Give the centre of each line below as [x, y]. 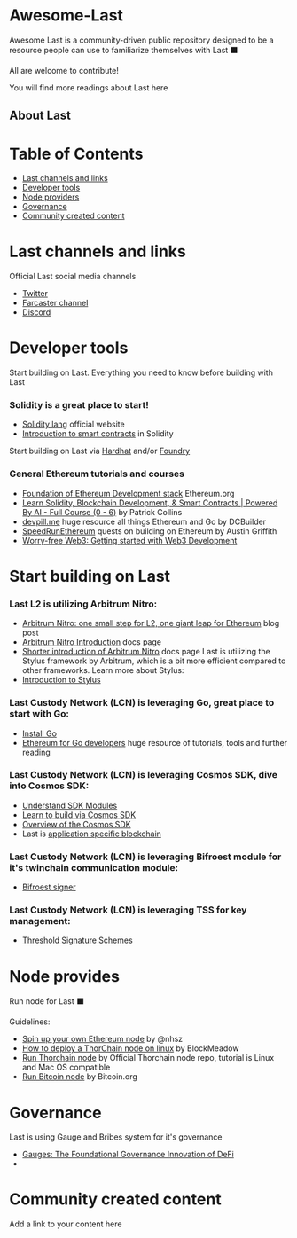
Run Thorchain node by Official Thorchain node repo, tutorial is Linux [148, 1058]
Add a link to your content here [66, 1224]
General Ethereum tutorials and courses [97, 474]
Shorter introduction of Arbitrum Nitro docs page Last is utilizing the [146, 652]
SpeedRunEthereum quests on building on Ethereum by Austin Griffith [149, 531]
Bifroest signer [49, 887]
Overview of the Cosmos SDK [76, 824]
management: [40, 921]
